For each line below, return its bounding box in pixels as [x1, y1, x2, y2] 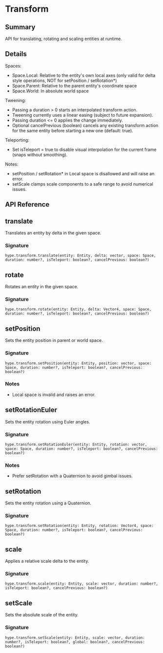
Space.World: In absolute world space [12, 88, 89, 94]
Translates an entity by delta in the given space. [5, 230, 102, 236]
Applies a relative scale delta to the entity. [5, 558, 89, 564]
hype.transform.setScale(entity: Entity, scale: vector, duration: [5, 635, 145, 640]
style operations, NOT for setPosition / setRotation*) [12, 77, 117, 84]
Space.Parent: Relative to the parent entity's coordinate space [12, 83, 137, 88]
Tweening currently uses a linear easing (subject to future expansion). [12, 112, 153, 118]
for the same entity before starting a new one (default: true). [12, 127, 133, 133]
